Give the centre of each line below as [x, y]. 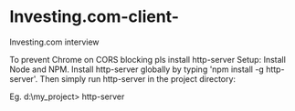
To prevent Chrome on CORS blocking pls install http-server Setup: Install [147, 59]
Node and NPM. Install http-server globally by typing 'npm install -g [137, 69]
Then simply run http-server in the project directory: [137, 78]
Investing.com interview [54, 42]
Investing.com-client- [95, 17]
